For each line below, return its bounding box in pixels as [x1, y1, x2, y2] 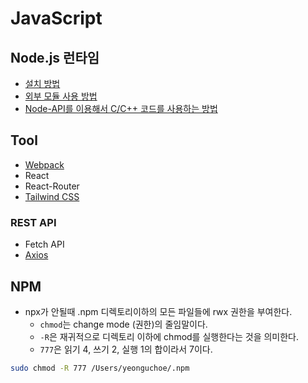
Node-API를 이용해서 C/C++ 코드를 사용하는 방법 [24, 103, 218, 114]
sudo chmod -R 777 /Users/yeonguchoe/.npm [10, 363, 190, 373]
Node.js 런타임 [10, 49, 100, 66]
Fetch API [24, 238, 65, 251]
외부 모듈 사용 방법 [24, 90, 98, 102]
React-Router [24, 180, 80, 192]
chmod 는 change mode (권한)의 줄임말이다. [39, 318, 208, 330]
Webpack [24, 158, 65, 171]
